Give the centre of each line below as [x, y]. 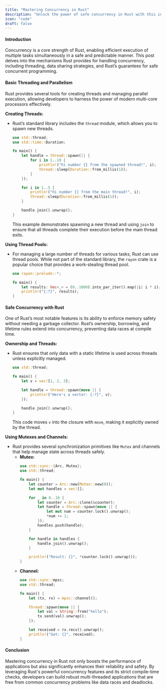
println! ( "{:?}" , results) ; [50, 292]
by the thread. [26, 428]
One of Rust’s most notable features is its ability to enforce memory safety [81, 318]
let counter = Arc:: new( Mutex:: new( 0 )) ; [71, 484]
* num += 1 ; [58, 516]
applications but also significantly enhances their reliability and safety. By [80, 666]
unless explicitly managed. [39, 358]
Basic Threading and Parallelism [39, 83]
